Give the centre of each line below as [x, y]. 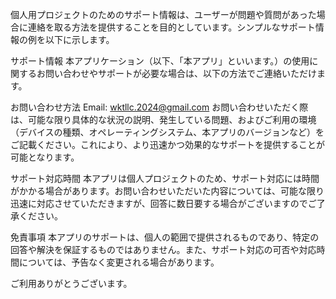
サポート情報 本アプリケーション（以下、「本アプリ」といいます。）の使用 [160, 61]
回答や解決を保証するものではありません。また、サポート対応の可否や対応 [163, 249]
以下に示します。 [79, 39]
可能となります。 [45, 157]
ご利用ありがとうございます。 [71, 283]
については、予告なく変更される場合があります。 [119, 262]
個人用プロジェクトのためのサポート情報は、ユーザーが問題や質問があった [163, 14]
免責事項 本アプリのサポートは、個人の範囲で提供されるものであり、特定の [165, 237]
